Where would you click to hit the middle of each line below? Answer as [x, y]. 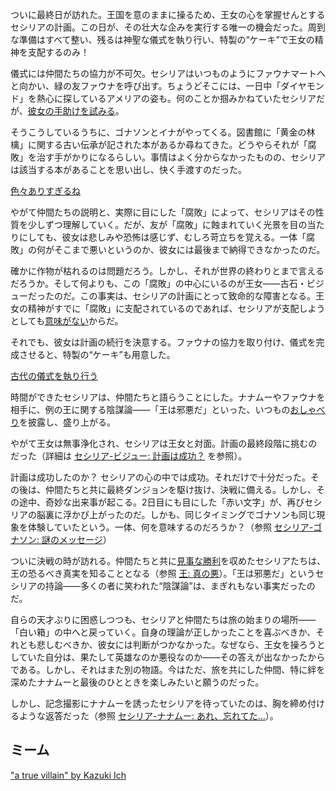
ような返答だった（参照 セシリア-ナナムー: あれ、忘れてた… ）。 [148, 716]
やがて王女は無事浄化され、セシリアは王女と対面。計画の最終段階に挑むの [164, 443]
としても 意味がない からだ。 [67, 321]
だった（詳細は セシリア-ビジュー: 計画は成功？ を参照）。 [129, 456]
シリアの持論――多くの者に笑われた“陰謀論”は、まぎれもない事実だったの [163, 586]
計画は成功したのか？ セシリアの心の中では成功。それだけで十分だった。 [160, 477]
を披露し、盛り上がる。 [67, 422]
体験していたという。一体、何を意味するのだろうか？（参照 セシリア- [170, 527]
